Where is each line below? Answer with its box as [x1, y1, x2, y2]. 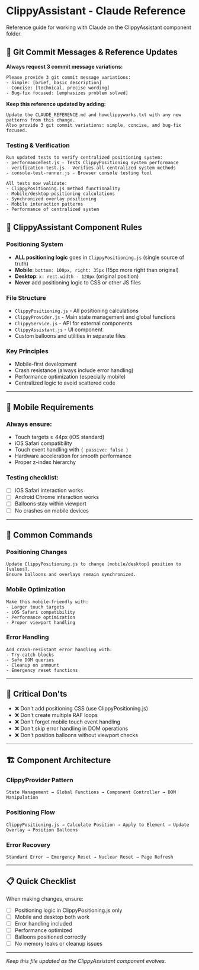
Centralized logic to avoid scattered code [14, 379, 115, 386]
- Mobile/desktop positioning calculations [6, 191, 115, 197]
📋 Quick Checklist [6, 876, 76, 886]
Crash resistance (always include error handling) [14, 367, 134, 374]
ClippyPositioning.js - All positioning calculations [14, 307, 139, 315]
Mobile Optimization [6, 585, 66, 594]
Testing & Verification [6, 141, 70, 149]
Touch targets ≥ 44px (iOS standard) [14, 434, 105, 441]
